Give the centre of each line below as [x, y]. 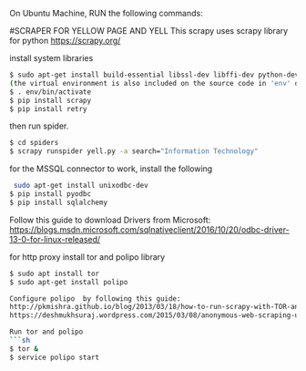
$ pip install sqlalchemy [58, 202]
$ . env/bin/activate [51, 92]
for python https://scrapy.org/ [65, 41]
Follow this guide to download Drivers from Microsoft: [110, 220]
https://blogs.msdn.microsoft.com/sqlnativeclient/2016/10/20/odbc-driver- [149, 229]
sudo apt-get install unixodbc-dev [81, 186]
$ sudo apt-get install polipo [69, 282]
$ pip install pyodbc [51, 194]
